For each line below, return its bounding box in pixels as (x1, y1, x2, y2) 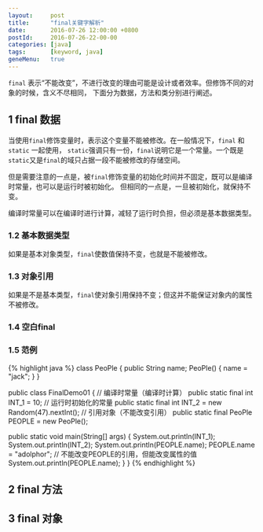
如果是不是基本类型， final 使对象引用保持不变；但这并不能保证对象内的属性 (8, 290, 253, 300)
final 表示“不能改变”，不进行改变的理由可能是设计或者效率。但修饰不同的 (8, 78, 247, 87)
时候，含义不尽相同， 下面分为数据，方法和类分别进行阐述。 (21, 87, 217, 97)
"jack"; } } (8, 371, 41, 381)
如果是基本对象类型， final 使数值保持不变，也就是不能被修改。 (8, 249, 212, 258)
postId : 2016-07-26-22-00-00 (8, 33, 118, 42)
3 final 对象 (8, 512, 63, 526)
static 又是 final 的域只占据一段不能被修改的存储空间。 (8, 155, 184, 164)
